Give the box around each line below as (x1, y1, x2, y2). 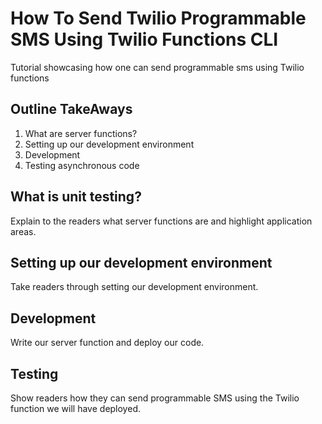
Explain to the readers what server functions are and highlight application (10, 215, 313, 227)
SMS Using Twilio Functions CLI (10, 28, 279, 51)
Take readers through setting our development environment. (10, 281, 259, 293)
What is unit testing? (10, 188, 142, 206)
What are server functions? (24, 127, 138, 139)
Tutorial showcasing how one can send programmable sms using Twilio (10, 61, 305, 73)
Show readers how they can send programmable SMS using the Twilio (10, 392, 300, 404)
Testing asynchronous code (24, 159, 140, 171)
